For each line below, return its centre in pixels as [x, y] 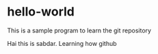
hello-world [41, 12]
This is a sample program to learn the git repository [79, 30]
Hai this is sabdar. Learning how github [62, 43]
